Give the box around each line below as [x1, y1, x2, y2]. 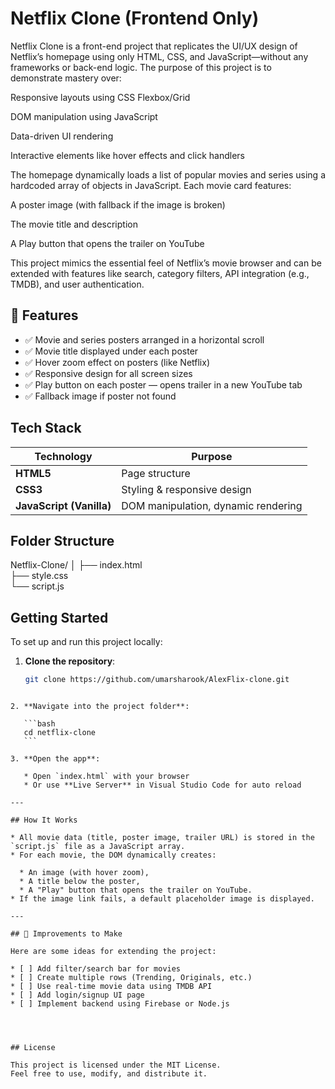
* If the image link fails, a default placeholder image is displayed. [10, 894, 315, 904]
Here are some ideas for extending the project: [10, 947, 217, 957]
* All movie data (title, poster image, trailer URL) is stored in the [10, 833, 315, 843]
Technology [34, 449, 93, 463]
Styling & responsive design [121, 482, 252, 496]
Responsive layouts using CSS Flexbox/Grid [10, 91, 191, 103]
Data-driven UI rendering [10, 130, 114, 142]
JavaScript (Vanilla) [15, 498, 112, 512]
